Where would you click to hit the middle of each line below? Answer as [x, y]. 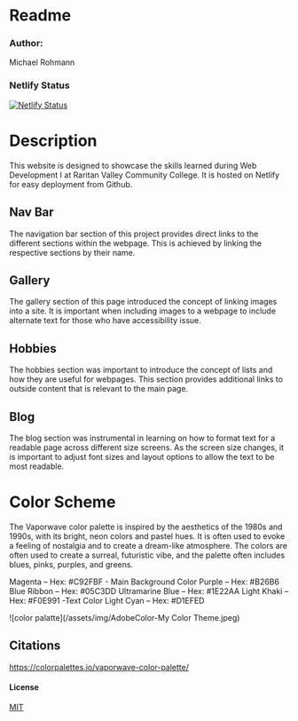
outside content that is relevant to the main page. [99, 389]
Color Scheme [63, 502]
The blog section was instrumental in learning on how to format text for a [142, 438]
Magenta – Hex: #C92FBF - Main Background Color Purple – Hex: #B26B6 [144, 582]
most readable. [37, 466]
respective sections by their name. [72, 252]
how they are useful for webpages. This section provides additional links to [146, 379]
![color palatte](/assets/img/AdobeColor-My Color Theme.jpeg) [125, 617]
